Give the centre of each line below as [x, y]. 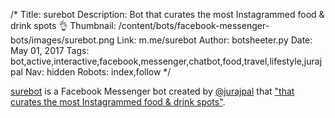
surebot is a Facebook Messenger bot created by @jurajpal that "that [152, 91]
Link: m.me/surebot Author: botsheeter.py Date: [214, 40]
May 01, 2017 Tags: [50, 50]
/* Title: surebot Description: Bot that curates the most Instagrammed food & [167, 14]
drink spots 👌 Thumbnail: [63, 25]
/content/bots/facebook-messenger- [194, 25]
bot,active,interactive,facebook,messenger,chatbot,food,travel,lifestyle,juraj [166, 61]
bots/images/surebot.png [62, 40]
